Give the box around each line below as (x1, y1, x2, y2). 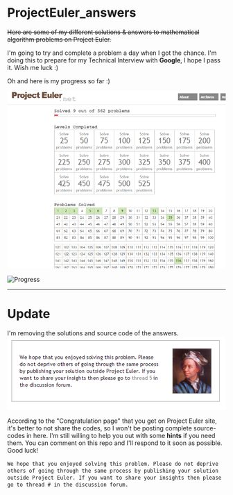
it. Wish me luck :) (7, 63, 59, 72)
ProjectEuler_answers (7, 5, 137, 21)
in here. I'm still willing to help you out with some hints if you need (26, 432, 216, 440)
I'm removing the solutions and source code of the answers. (7, 328, 179, 337)
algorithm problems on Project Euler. (7, 35, 112, 43)
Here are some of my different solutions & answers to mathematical (7, 28, 200, 36)
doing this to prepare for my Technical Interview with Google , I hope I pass (7, 56, 221, 64)
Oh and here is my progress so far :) (7, 76, 111, 85)
